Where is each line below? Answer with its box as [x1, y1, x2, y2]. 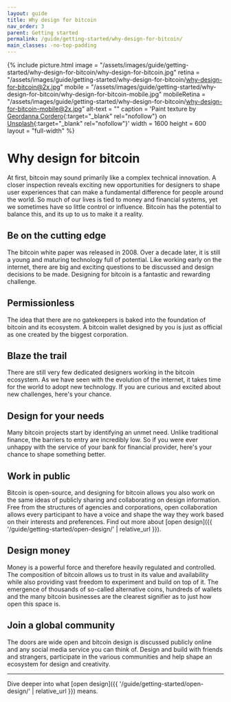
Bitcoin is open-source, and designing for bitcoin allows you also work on [7, 489, 215, 496]
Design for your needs [7, 410, 104, 421]
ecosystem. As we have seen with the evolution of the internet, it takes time [7, 375, 221, 384]
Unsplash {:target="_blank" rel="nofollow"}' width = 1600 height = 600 [7, 120, 206, 127]
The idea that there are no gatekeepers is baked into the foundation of [7, 316, 206, 324]
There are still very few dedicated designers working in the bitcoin [7, 369, 195, 377]
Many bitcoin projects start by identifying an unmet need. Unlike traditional [7, 428, 219, 437]
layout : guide [7, 10, 48, 17]
